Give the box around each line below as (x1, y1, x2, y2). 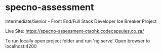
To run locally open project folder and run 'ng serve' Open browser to (5, 37, 150, 44)
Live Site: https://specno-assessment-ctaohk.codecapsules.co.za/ (5, 28, 144, 34)
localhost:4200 (5, 43, 37, 49)
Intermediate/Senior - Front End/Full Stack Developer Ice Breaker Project (5, 18, 157, 24)
